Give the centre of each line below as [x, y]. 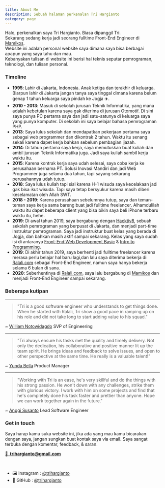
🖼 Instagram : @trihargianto [41, 473]
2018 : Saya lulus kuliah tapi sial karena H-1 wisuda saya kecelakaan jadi [85, 184]
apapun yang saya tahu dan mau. [39, 54]
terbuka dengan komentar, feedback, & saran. [51, 444]
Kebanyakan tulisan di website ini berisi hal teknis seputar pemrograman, [79, 59]
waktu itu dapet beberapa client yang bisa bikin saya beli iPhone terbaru [85, 210]
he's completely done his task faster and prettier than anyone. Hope [86, 395]
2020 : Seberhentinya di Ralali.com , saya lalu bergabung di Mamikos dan [85, 273]
